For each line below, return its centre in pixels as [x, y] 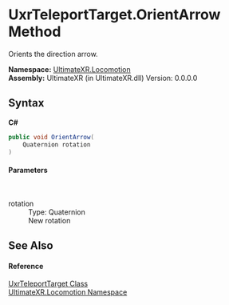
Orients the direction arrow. [53, 54]
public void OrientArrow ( [51, 137]
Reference [26, 266]
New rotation [49, 220]
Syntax [26, 103]
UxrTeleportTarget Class [48, 284]
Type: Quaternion [57, 212]
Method [35, 32]
